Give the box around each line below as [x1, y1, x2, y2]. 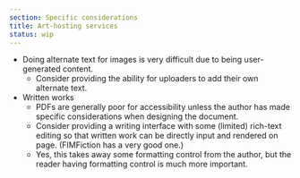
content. [62, 64, 94, 74]
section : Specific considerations [9, 13, 139, 22]
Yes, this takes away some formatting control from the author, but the [35, 149, 292, 160]
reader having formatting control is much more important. [35, 158, 248, 170]
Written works [21, 92, 74, 103]
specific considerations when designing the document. [35, 111, 239, 122]
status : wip [9, 30, 54, 38]
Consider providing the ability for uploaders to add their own [35, 73, 259, 84]
